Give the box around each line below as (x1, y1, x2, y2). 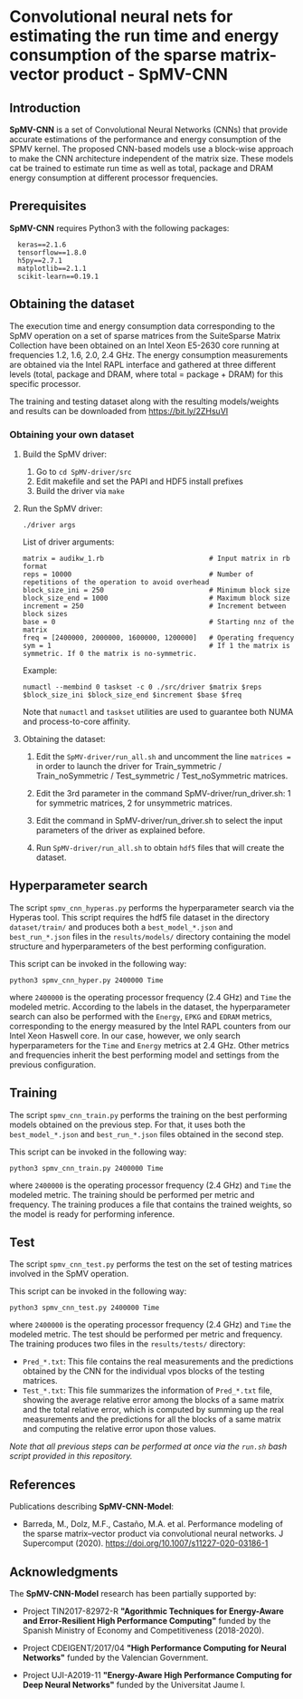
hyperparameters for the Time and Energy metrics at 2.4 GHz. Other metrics (9, 1039, 289, 1050)
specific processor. (9, 378, 81, 389)
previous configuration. (9, 1058, 97, 1070)
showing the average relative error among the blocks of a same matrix (22, 1395, 285, 1405)
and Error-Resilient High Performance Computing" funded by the (22, 1615, 271, 1626)
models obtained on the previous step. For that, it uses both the (9, 1119, 246, 1130)
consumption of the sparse (9, 45, 217, 65)
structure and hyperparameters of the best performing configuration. (9, 941, 267, 951)
